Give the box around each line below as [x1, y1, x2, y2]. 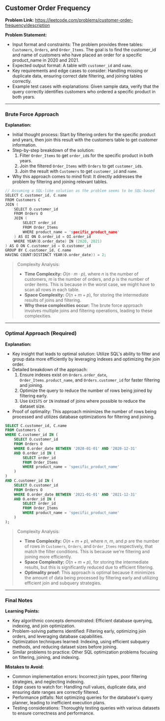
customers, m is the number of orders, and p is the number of [24, 276, 150, 282]
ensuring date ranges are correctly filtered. [12, 689, 100, 695]
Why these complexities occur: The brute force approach [24, 303, 143, 308]
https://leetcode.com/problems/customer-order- [35, 17, 134, 23]
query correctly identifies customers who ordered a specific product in [12, 88, 156, 94]
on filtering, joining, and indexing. [12, 654, 80, 660]
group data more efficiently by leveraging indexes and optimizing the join [12, 356, 160, 362]
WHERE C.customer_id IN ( [5, 432, 58, 437]
